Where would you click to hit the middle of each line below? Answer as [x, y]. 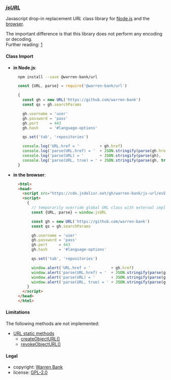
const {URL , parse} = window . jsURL [69, 212]
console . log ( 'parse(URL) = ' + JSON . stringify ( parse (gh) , [92, 156]
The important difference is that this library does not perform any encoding [84, 34]
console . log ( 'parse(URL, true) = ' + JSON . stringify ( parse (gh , [91, 160]
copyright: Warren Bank [38, 367]
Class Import [20, 56]
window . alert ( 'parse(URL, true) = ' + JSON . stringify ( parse [96, 282]
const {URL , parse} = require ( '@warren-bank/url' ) [73, 86]
